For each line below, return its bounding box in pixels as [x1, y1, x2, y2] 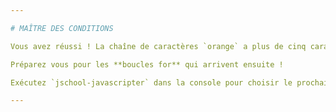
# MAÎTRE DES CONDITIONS [10, 23, 114, 33]
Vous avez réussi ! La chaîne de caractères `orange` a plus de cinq [10, 41, 307, 51]
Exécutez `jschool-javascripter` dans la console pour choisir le [10, 77, 293, 88]
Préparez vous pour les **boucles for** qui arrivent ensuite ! [10, 59, 284, 70]
